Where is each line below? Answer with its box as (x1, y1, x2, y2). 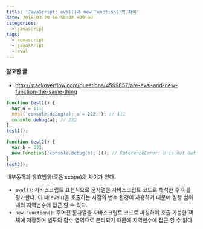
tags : (6, 32, 20, 38)
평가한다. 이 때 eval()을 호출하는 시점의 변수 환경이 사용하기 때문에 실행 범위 (14, 193, 193, 201)
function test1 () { (6, 99, 56, 106)
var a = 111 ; (11, 105, 45, 111)
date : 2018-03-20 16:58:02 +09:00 (6, 15, 94, 21)
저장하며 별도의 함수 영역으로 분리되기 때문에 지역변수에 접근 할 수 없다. (26, 216, 195, 224)
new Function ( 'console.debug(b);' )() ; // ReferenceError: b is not (11, 150, 185, 156)
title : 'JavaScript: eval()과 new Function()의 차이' (6, 8, 140, 15)
